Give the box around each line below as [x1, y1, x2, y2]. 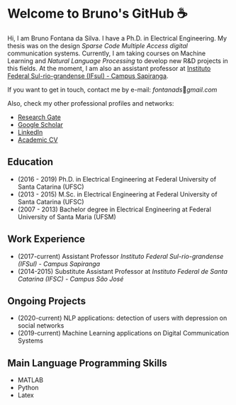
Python [17, 384, 39, 392]
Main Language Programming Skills [7, 357, 168, 369]
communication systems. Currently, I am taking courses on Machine [7, 49, 206, 57]
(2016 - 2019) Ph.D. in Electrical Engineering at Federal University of [17, 174, 217, 183]
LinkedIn [17, 128, 43, 136]
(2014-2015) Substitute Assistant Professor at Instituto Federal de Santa [17, 267, 228, 275]
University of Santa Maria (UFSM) [17, 212, 117, 221]
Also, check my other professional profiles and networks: [7, 99, 174, 107]
